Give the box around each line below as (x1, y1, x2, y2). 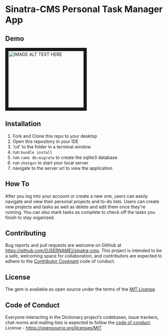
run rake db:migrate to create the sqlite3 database (12, 154, 118, 160)
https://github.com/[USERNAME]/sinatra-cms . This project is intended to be (5, 247, 162, 254)
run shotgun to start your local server (12, 159, 89, 165)
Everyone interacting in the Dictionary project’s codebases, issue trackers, (5, 314, 159, 320)
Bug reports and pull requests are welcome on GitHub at (5, 242, 122, 248)
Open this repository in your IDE (12, 138, 79, 144)
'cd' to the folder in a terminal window (12, 143, 91, 149)
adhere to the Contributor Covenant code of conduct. (5, 258, 115, 265)
